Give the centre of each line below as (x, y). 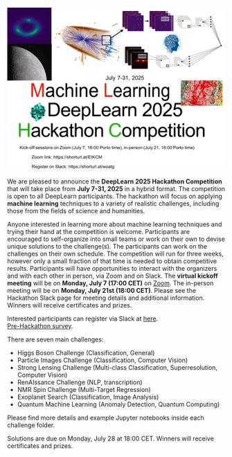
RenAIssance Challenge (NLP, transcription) (80, 382)
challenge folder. (31, 425)
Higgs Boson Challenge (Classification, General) (86, 353)
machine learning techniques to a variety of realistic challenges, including (113, 204)
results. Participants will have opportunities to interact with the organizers (112, 269)
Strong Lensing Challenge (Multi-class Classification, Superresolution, (117, 368)
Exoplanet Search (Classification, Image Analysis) (88, 397)
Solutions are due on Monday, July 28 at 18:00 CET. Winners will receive (111, 439)
